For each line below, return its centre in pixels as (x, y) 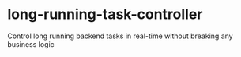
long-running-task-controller (105, 14)
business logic (31, 44)
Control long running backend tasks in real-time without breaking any (120, 36)
